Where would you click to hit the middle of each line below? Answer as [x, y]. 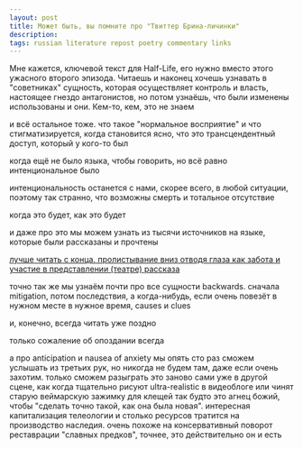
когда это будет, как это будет [68, 215]
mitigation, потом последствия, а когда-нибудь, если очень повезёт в [143, 296]
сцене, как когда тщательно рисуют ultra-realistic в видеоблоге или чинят [151, 387]
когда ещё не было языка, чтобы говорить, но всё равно [119, 161]
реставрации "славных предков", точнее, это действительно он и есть [146, 435]
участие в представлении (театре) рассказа [95, 269]
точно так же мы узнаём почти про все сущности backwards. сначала [144, 287]
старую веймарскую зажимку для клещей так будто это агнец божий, [145, 397]
